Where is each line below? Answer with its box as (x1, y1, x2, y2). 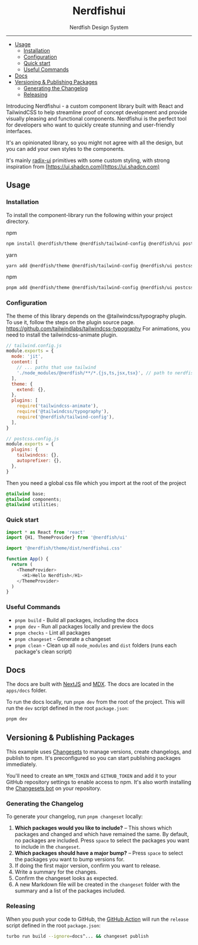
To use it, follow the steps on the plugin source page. (6, 318, 135, 326)
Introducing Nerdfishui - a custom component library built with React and (6, 102, 184, 109)
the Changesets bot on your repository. (6, 785, 101, 792)
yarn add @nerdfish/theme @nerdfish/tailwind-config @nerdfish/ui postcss (6, 263, 194, 268)
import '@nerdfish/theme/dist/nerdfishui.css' (6, 545, 123, 551)
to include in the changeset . (14, 843, 81, 850)
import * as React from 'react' (6, 529, 85, 535)
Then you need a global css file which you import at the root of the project (6, 479, 187, 486)
